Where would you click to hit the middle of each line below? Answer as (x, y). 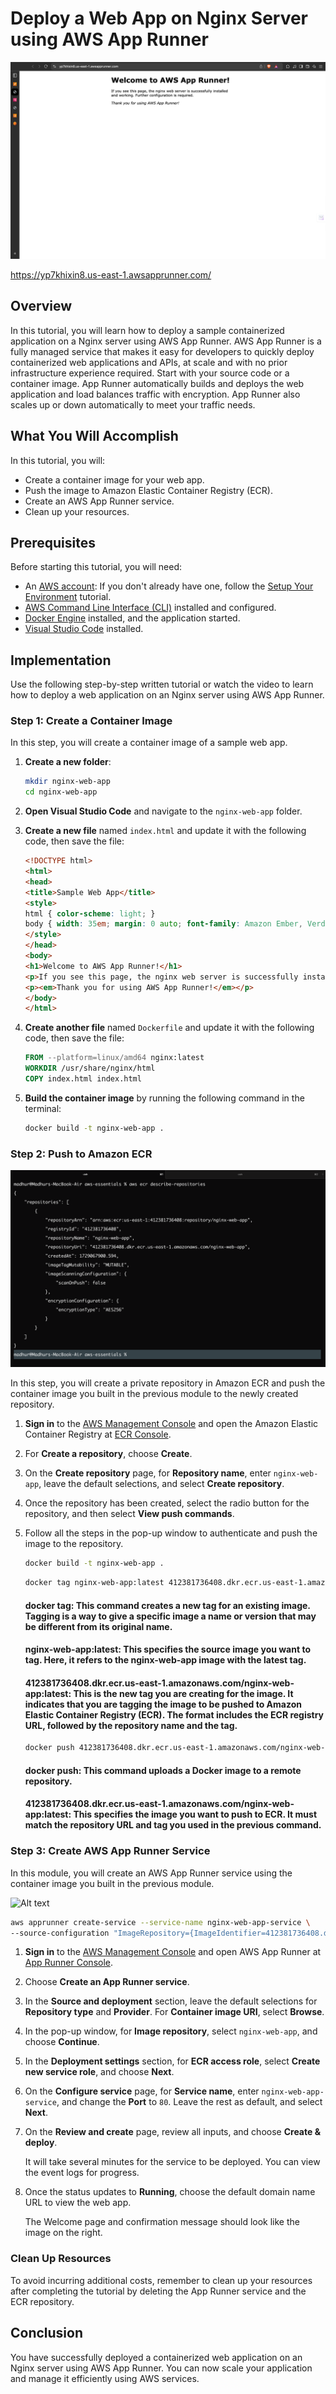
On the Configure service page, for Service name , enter (142, 2091)
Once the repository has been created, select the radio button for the (167, 1503)
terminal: (43, 1108)
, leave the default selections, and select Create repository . (161, 1484)
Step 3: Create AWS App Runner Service (110, 1851)
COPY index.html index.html (83, 1079)
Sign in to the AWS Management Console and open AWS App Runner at (173, 1952)
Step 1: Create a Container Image (91, 721)
